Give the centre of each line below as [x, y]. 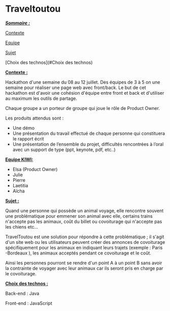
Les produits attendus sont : [35, 118]
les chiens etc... [22, 227]
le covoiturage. [21, 273]
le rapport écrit [28, 138]
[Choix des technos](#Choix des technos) [49, 62]
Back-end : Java [22, 293]
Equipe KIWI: [19, 159]
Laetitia [20, 185]
